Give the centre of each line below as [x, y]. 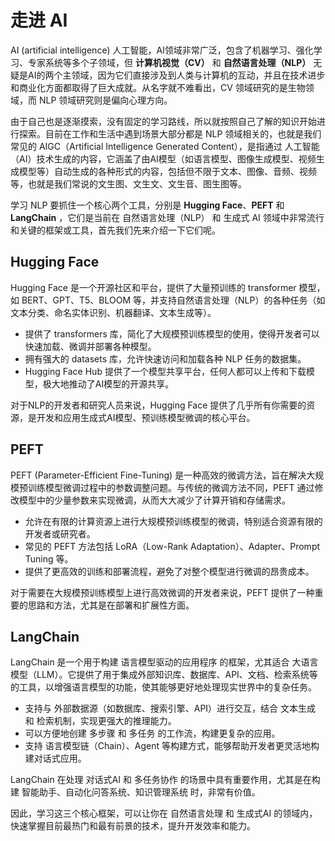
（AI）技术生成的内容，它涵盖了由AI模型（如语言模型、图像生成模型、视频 [163, 158]
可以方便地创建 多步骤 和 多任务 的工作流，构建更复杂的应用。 [152, 733]
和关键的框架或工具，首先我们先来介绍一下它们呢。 [115, 230]
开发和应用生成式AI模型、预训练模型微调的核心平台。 [146, 417]
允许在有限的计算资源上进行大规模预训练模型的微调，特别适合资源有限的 [173, 521]
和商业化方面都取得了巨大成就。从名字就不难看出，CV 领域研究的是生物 [158, 87]
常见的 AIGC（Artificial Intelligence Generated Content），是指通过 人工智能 [165, 146]
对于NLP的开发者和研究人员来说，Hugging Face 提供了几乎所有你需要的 [158, 405]
